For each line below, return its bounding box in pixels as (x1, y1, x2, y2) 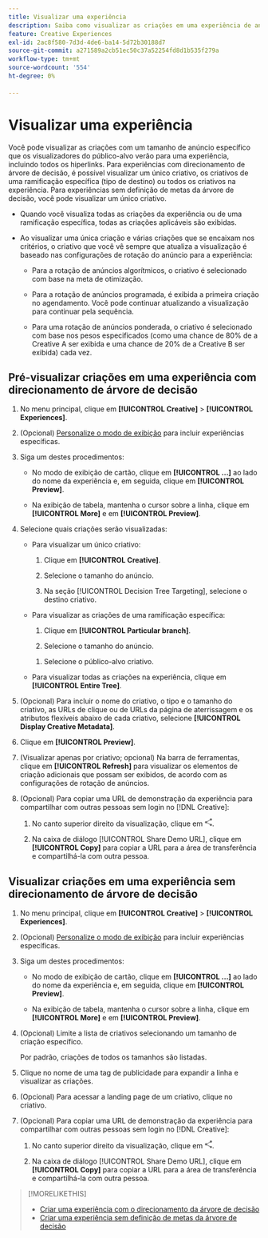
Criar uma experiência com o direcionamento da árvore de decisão (39, 1204, 260, 1214)
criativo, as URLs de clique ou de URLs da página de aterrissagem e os (19, 705, 254, 715)
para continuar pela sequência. (31, 306, 134, 316)
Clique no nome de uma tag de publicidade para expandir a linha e (19, 1068, 239, 1078)
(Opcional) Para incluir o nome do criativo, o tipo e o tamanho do (19, 696, 233, 706)
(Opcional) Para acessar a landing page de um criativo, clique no (19, 1092, 233, 1102)
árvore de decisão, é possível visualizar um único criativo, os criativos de (8, 168, 249, 178)
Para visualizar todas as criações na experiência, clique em (31, 672, 227, 682)
